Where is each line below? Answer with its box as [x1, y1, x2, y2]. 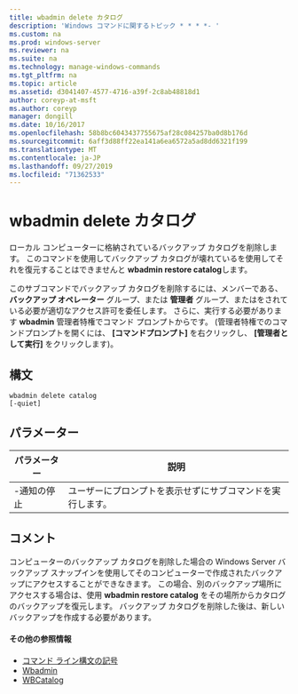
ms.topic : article [9, 79, 77, 88]
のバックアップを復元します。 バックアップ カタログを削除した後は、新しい [9, 601, 286, 611]
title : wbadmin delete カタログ [9, 12, 124, 22]
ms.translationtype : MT [9, 145, 98, 154]
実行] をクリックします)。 [24, 339, 118, 349]
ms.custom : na [9, 29, 62, 38]
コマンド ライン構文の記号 [21, 655, 118, 666]
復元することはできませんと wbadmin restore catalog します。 [24, 264, 253, 275]
